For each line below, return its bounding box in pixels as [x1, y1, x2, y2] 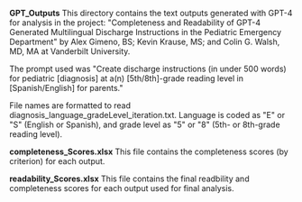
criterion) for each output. [9, 156, 105, 166]
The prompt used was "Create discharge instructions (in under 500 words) [9, 63, 287, 74]
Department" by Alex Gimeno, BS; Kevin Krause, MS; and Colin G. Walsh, [9, 36, 280, 47]
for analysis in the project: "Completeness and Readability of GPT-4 [9, 17, 261, 28]
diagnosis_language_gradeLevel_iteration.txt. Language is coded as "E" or [9, 110, 286, 120]
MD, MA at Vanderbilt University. [9, 46, 131, 57]
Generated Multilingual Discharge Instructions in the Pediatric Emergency [9, 27, 282, 37]
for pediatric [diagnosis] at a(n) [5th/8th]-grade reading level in [9, 73, 243, 84]
